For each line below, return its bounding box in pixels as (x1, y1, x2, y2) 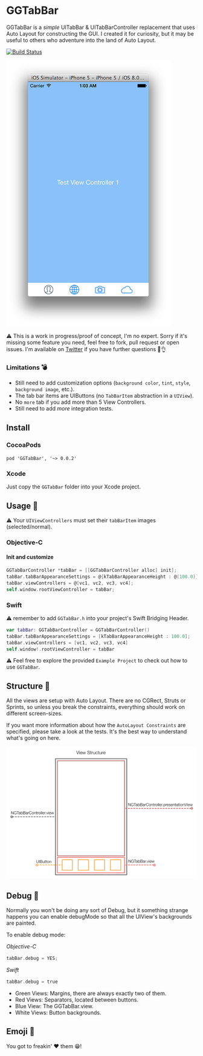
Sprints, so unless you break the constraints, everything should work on (6, 704, 185, 711)
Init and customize (6, 553, 54, 560)
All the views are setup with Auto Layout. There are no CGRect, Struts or (6, 697, 186, 704)
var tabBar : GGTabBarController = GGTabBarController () (6, 627, 150, 633)
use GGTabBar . (6, 663, 40, 671)
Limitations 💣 (6, 363, 48, 372)
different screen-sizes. (6, 710, 63, 717)
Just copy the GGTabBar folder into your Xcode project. (6, 483, 141, 490)
